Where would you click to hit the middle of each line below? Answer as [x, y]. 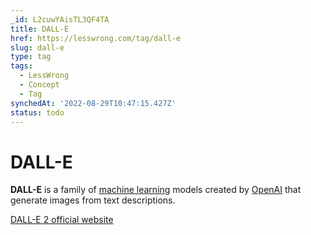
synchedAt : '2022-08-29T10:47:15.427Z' [93, 103]
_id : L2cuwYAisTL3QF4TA [60, 19]
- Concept [39, 85]
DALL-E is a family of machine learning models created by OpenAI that [156, 190]
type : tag [31, 57]
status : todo [37, 112]
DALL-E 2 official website [62, 220]
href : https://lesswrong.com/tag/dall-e [96, 38]
